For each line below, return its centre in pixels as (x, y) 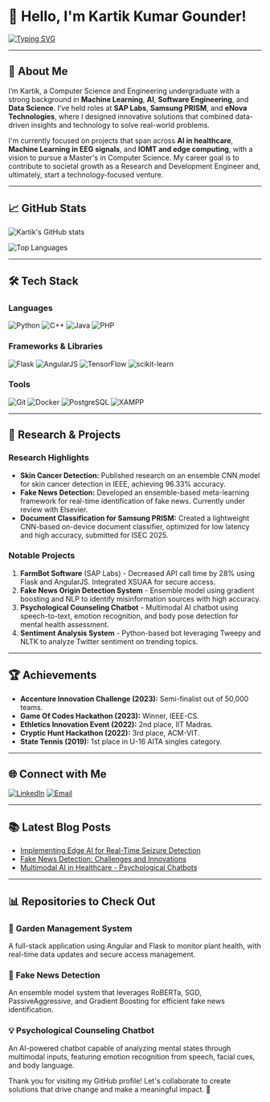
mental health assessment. (65, 624)
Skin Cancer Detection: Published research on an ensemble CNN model (140, 475)
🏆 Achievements (53, 675)
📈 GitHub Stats (47, 208)
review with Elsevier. (54, 509)
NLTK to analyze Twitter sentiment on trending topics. (109, 641)
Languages (31, 308)
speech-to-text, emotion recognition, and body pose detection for (129, 616)
